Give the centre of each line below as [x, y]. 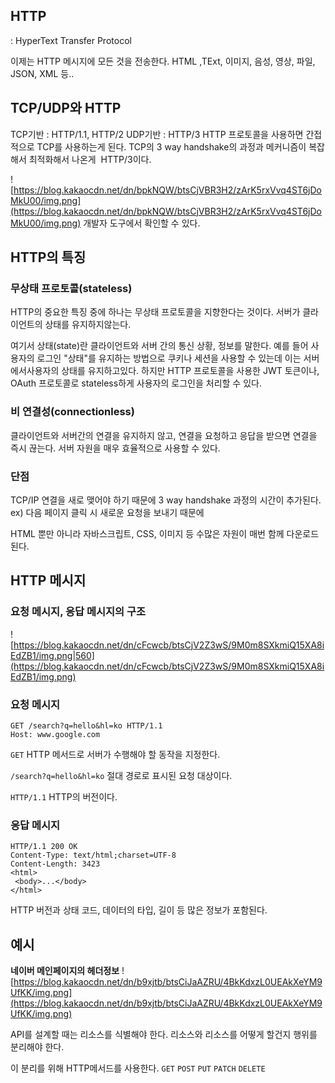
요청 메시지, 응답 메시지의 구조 [78, 612]
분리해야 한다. [37, 1047]
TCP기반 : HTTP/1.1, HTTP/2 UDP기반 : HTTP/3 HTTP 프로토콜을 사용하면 [157, 134]
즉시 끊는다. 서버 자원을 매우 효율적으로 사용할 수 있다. [115, 448]
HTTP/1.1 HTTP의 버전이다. [64, 796]
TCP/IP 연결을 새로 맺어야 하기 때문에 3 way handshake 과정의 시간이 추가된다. [166, 500]
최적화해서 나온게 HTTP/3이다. [90, 159]
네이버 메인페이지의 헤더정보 [65, 970]
